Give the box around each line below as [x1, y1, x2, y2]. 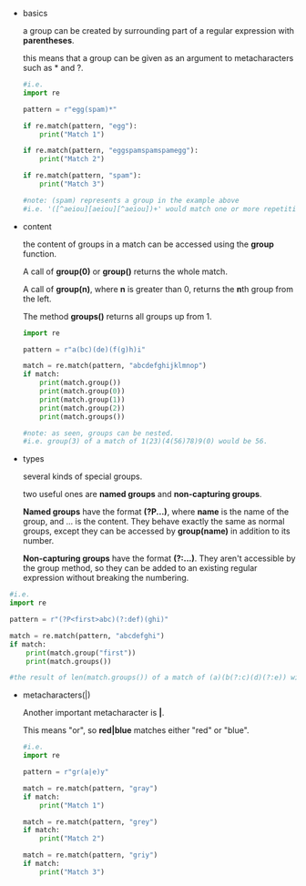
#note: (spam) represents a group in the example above [22, 196, 240, 205]
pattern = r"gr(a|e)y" [22, 768, 109, 777]
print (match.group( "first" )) [25, 648, 137, 657]
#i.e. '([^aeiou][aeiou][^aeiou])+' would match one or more [22, 204, 260, 213]
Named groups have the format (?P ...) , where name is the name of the [22, 506, 290, 517]
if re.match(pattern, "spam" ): [22, 171, 142, 180]
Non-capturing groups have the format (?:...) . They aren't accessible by [22, 553, 296, 564]
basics [22, 8, 48, 18]
